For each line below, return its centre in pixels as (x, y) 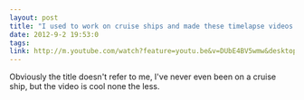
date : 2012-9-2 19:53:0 (54, 34)
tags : (19, 43)
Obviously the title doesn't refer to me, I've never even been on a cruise (143, 77)
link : (19, 51)
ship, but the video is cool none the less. (85, 86)
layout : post (34, 18)
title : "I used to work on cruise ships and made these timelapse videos (152, 26)
